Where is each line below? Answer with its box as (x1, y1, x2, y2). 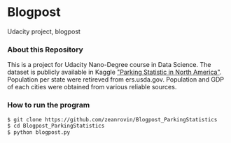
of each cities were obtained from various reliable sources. (7, 83, 177, 91)
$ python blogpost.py (7, 129, 71, 136)
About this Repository (7, 45, 84, 54)
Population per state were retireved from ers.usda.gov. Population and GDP (7, 75, 224, 84)
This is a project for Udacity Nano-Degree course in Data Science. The (7, 61, 211, 69)
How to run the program (7, 100, 90, 110)
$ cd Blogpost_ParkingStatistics (7, 123, 105, 130)
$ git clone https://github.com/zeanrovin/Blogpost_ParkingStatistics (7, 116, 218, 123)
